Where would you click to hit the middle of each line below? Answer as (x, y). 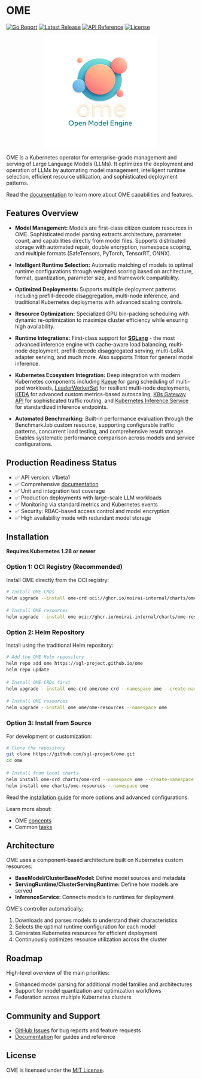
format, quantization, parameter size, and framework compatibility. (97, 278)
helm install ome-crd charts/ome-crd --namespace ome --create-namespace (100, 779)
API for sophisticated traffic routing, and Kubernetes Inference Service (102, 400)
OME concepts (33, 820)
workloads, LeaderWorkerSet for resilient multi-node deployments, (108, 388)
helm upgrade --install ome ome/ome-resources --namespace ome (87, 708)
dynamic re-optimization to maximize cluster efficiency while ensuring (101, 320)
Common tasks (33, 827)
